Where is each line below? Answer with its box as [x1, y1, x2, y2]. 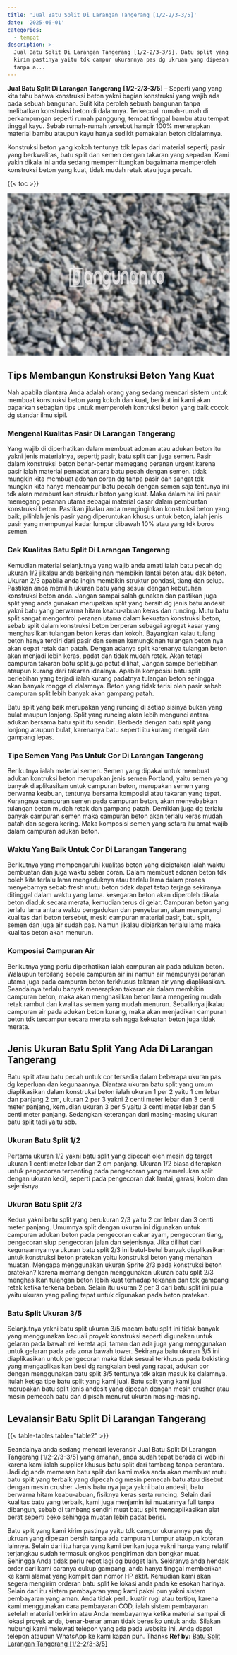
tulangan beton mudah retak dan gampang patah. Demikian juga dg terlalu [7, 804, 224, 812]
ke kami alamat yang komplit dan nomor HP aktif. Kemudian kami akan [7, 1572, 212, 1581]
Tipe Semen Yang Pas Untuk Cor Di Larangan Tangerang [7, 751, 204, 761]
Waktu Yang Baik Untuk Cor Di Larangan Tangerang [7, 844, 187, 854]
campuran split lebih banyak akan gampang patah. [7, 689, 154, 698]
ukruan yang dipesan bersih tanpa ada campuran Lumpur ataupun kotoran [7, 1534, 224, 1543]
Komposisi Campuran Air [7, 946, 95, 956]
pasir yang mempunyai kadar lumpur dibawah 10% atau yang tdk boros [7, 520, 214, 528]
